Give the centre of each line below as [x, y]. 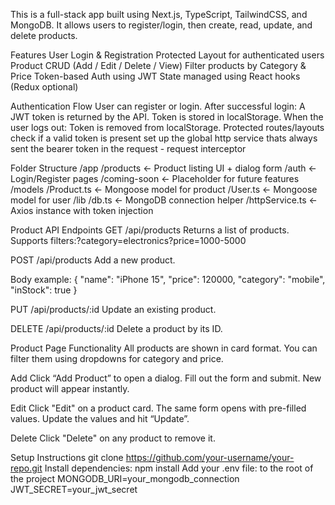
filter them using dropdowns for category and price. [117, 358]
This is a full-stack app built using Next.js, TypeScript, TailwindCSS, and [159, 14]
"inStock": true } [44, 290]
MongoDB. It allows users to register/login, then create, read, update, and [161, 25]
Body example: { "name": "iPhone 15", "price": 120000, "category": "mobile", [168, 279]
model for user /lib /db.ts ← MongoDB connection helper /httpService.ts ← [164, 200]
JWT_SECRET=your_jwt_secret [74, 489]
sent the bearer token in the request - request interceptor [128, 148]
